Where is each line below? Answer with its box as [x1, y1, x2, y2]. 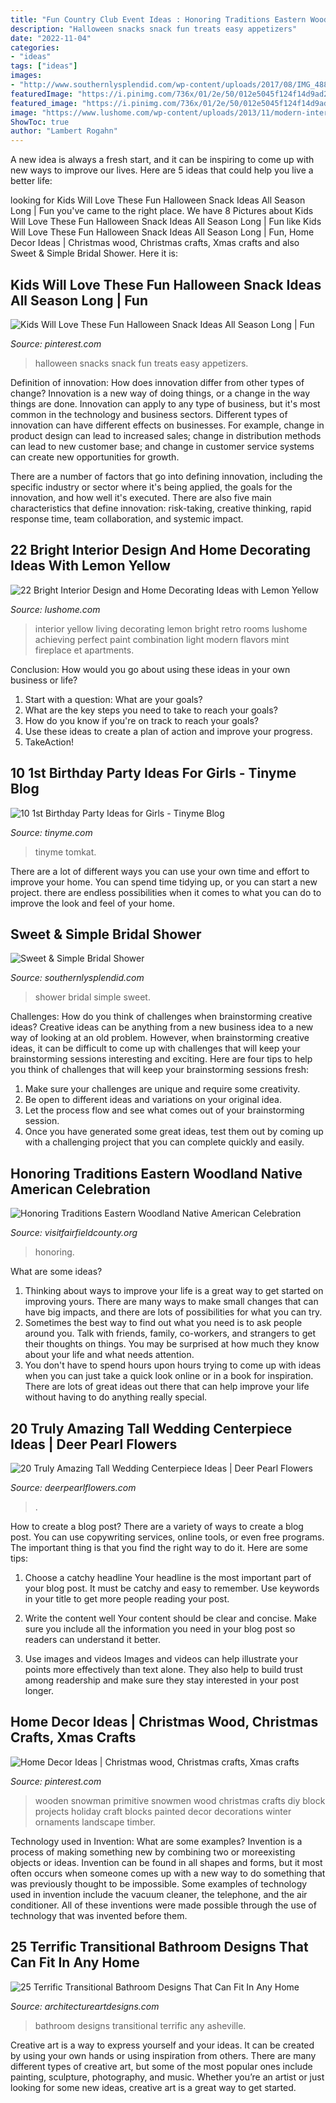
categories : [10, 42, 60, 53]
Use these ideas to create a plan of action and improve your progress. [24, 725, 313, 737]
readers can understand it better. [24, 1634, 162, 1645]
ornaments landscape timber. [34, 1816, 156, 1828]
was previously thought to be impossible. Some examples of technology [10, 1877, 308, 1890]
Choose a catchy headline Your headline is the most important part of [24, 1572, 312, 1583]
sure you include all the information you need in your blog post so [24, 1623, 296, 1635]
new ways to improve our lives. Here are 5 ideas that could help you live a [10, 164, 314, 176]
